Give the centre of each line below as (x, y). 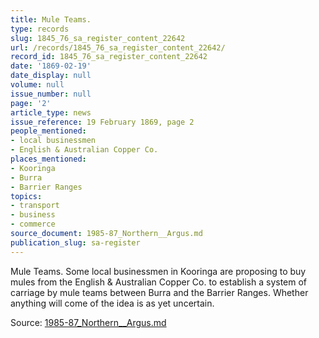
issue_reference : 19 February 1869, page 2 (102, 122)
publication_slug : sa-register (75, 242)
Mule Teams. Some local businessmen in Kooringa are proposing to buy (158, 271)
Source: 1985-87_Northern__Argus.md (88, 322)
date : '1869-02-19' (51, 66)
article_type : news (51, 112)
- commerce (33, 224)
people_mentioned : (48, 131)
